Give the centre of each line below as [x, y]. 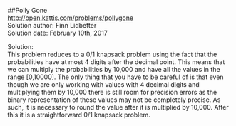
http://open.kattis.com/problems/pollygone [71, 18]
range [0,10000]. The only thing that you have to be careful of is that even [116, 77]
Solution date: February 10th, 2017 [58, 33]
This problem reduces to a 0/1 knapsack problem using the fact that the [112, 54]
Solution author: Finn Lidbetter [52, 25]
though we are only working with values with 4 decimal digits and [103, 84]
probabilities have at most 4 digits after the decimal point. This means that [116, 62]
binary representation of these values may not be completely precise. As [114, 100]
